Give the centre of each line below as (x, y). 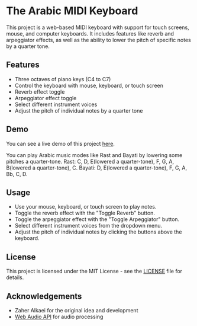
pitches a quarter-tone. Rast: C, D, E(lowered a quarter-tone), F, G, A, (90, 161)
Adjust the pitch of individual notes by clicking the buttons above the (98, 232)
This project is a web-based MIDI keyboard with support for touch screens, (98, 27)
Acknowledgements (44, 296)
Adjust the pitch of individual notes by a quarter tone (79, 110)
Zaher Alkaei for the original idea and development (76, 310)
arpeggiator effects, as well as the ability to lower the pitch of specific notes (98, 40)
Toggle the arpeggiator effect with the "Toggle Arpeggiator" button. (97, 219)
